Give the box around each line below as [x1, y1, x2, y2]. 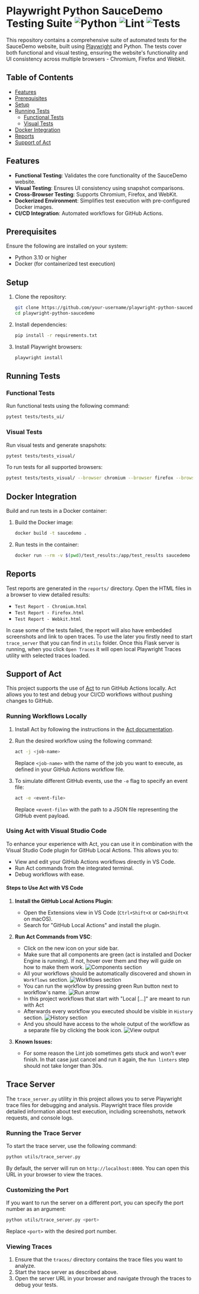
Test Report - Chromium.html [14, 604, 87, 610]
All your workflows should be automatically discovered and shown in [23, 970, 191, 977]
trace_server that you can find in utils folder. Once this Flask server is [6, 639, 179, 646]
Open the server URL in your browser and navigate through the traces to [14, 1275, 191, 1282]
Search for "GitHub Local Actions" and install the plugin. [23, 922, 161, 929]
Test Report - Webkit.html [14, 616, 82, 622]
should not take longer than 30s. [23, 1063, 103, 1070]
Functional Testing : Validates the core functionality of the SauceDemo [14, 172, 188, 179]
